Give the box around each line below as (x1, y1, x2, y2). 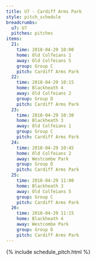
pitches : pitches (11, 30, 54, 36)
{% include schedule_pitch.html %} (6, 248, 91, 255)
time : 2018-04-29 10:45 (16, 145, 74, 151)
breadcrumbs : (6, 19, 38, 25)
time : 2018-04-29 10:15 (16, 80, 74, 86)
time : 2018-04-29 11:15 (16, 211, 74, 216)
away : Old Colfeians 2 (16, 90, 72, 96)
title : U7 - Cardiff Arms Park (6, 8, 82, 15)
